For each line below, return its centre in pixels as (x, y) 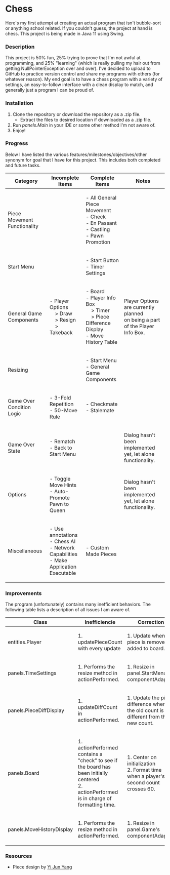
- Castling (98, 229)
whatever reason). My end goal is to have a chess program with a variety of (84, 79)
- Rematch (62, 441)
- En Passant (101, 223)
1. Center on (142, 758)
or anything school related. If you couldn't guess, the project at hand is (79, 28)
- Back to (61, 448)
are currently (139, 307)
